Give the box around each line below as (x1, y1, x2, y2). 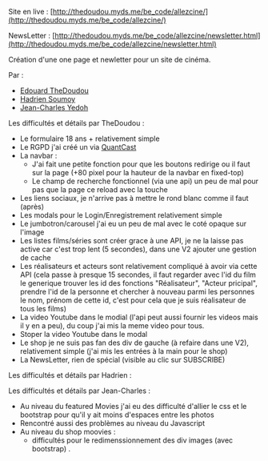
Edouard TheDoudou (19, 86, 90, 95)
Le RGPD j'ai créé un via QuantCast (19, 142, 137, 151)
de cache (19, 253, 51, 263)
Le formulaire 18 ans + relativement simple (19, 134, 160, 143)
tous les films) (19, 304, 66, 313)
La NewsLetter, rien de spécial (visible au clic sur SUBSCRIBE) (19, 355, 226, 364)
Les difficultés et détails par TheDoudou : (8, 118, 145, 127)
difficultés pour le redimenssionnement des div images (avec (31, 435, 234, 445)
